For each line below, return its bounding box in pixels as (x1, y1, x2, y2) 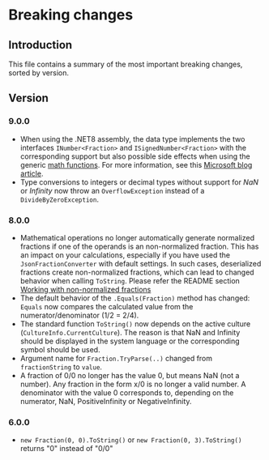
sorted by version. (8, 68, 69, 78)
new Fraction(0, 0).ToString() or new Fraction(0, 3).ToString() (19, 435, 242, 445)
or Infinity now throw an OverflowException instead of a (19, 185, 205, 195)
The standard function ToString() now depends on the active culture (19, 318, 251, 329)
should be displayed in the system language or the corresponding (19, 336, 240, 346)
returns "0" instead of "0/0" (19, 444, 113, 454)
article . (19, 168, 44, 178)
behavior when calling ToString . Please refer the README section (19, 275, 241, 285)
